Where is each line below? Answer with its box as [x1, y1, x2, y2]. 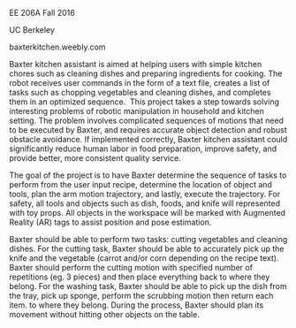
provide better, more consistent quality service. [9, 153, 181, 163]
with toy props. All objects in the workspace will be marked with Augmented [9, 208, 285, 217]
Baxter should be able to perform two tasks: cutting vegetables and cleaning [9, 234, 288, 244]
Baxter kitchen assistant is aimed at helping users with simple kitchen [9, 59, 262, 69]
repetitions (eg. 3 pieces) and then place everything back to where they [9, 271, 270, 282]
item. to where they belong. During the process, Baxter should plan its [9, 300, 264, 310]
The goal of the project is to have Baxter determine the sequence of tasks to [9, 170, 287, 180]
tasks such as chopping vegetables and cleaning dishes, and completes [9, 88, 271, 97]
